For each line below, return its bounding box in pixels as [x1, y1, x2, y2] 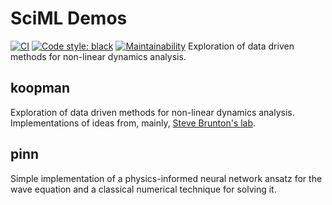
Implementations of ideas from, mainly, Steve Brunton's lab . [10, 117, 257, 129]
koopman [10, 80, 71, 97]
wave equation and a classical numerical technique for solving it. [10, 183, 277, 195]
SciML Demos [10, 7, 128, 30]
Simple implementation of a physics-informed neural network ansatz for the [10, 172, 323, 184]
